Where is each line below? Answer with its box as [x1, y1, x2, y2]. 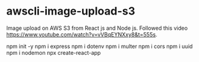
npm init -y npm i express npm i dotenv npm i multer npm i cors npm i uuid [6, 43, 193, 50]
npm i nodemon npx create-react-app [6, 49, 101, 56]
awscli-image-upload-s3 [6, 4, 136, 18]
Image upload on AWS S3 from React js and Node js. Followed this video [6, 24, 188, 32]
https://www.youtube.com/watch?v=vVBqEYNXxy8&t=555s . [6, 30, 158, 38]
